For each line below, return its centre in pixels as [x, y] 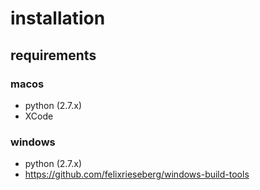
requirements [53, 55]
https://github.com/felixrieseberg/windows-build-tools [137, 174]
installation [58, 18]
